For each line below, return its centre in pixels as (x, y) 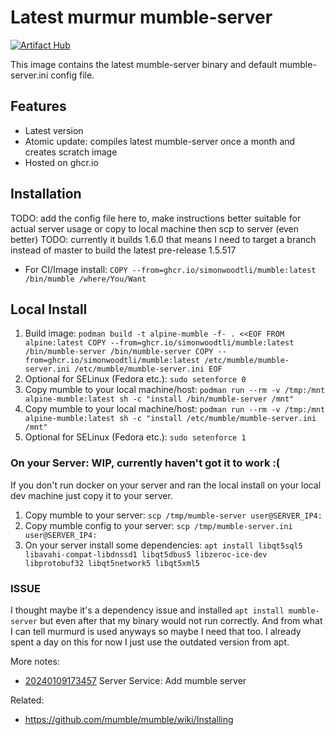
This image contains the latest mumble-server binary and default (144, 64)
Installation (46, 194)
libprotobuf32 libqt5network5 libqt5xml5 (112, 563)
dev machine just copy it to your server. (91, 495)
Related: (27, 700)
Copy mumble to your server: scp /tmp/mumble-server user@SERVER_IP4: (173, 515)
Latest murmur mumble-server (141, 17)
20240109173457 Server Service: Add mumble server (135, 680)
